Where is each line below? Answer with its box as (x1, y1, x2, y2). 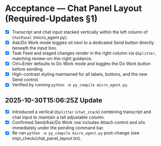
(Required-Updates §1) (5, 13, 98, 24)
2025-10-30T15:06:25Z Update (5, 96, 102, 104)
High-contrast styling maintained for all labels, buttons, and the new (12, 71, 147, 77)
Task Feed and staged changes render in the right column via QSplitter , (12, 50, 156, 56)
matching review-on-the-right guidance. (12, 56, 93, 62)
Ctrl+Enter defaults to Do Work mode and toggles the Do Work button (12, 61, 151, 66)
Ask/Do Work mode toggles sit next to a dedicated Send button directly (12, 40, 154, 45)
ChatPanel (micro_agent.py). (12, 35, 68, 40)
